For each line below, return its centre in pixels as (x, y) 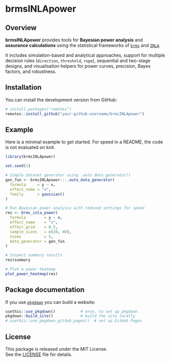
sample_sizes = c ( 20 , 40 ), (41, 232)
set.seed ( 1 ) (18, 166)
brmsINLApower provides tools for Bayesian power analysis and (74, 40)
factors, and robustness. (31, 71)
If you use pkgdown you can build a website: (50, 302)
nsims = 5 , (32, 237)
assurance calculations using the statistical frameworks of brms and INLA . (83, 45)
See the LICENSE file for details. (39, 354)
